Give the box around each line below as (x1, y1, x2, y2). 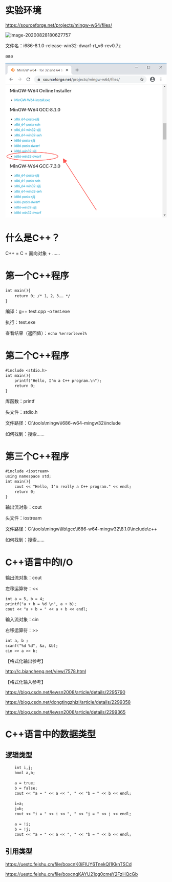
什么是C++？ (5, 232, 60, 244)
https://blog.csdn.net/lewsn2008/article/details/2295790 (5, 689, 125, 695)
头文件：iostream (5, 515, 42, 521)
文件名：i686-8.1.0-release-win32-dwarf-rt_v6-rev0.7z (5, 42, 121, 49)
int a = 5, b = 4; (5, 596, 45, 601)
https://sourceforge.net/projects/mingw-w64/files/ (5, 22, 113, 28)
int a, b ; (5, 638, 29, 643)
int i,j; (14, 765, 33, 770)
